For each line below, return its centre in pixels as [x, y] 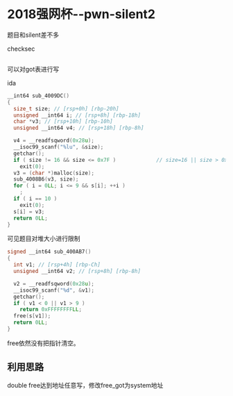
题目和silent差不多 [33, 35]
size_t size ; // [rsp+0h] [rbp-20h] [66, 108]
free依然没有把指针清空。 [43, 343]
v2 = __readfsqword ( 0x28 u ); [54, 283]
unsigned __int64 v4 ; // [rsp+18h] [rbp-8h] [79, 128]
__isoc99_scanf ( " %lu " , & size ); [59, 147]
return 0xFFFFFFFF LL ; [51, 310]
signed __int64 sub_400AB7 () [49, 252]
